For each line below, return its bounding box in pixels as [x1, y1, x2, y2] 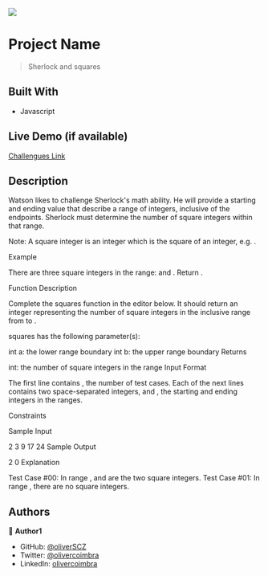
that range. [8, 221, 45, 231]
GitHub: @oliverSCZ [19, 542, 87, 552]
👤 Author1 [8, 526, 43, 536]
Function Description [8, 284, 78, 293]
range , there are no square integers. [8, 482, 130, 492]
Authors [8, 505, 51, 518]
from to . [8, 316, 37, 325]
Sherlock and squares [27, 61, 101, 71]
